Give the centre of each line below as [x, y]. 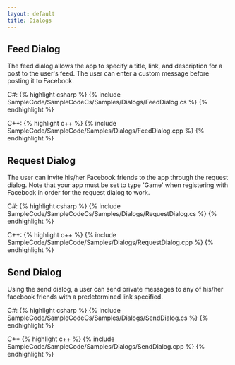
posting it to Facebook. [41, 81]
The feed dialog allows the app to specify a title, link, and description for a [115, 66]
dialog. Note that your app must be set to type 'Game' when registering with [118, 185]
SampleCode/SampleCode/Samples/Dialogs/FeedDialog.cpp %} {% [106, 131]
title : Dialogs [30, 20]
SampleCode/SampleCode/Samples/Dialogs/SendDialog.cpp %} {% [106, 346]
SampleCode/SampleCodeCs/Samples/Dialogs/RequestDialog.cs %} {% [112, 214]
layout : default [31, 14]
